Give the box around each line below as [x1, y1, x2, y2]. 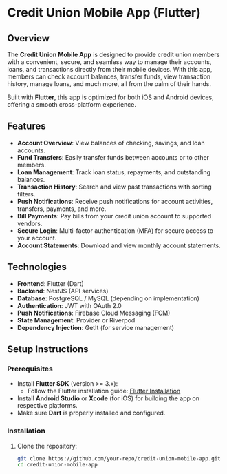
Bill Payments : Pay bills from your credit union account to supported [17, 212, 212, 220]
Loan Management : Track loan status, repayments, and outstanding [17, 167, 211, 176]
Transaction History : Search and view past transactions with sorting [17, 183, 212, 191]
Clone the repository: [17, 442, 78, 450]
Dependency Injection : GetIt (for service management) [17, 323, 174, 331]
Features [7, 121, 46, 132]
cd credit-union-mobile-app [17, 462, 98, 468]
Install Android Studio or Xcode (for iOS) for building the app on [17, 394, 199, 402]
